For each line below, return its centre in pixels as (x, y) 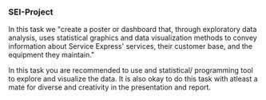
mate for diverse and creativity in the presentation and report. (110, 87)
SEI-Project (31, 12)
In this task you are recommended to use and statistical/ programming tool (131, 70)
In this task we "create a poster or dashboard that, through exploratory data (133, 30)
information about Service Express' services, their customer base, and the (131, 46)
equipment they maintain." (52, 55)
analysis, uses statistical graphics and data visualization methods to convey (133, 38)
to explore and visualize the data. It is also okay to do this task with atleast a (133, 79)
